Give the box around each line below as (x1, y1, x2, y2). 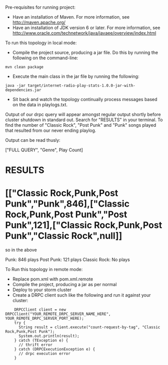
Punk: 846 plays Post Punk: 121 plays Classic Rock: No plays (5, 256, 130, 263)
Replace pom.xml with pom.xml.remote (12, 276, 93, 282)
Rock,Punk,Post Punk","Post (5, 209, 127, 220)
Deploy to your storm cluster (12, 287, 72, 293)
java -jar (5, 83, 26, 88)
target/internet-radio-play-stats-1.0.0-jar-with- (27, 83, 136, 88)
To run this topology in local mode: (5, 40, 77, 46)
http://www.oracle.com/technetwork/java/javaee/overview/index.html (12, 30, 156, 36)
